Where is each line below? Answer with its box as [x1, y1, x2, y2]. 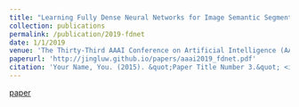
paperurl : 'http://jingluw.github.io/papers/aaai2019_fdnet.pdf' [9, 54, 256, 63]
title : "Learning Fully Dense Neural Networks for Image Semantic [9, 12, 261, 22]
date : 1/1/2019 [9, 37, 66, 47]
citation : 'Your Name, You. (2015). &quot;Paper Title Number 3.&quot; [9, 63, 280, 72]
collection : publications [9, 21, 105, 30]
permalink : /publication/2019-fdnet [9, 29, 145, 38]
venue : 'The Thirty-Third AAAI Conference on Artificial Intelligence [9, 46, 277, 55]
